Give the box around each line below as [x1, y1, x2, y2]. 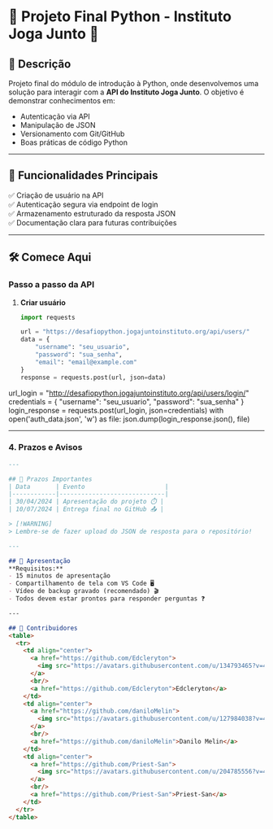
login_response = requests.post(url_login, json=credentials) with [8, 405, 224, 415]
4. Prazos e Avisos [8, 442, 83, 453]
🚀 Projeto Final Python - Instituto [8, 7, 232, 26]
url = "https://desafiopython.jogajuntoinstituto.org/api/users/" [19, 328, 250, 336]
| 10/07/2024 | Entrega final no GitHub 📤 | [8, 505, 164, 513]
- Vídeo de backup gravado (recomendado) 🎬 [8, 587, 160, 596]
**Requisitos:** [8, 565, 63, 573]
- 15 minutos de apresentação [8, 572, 111, 580]
